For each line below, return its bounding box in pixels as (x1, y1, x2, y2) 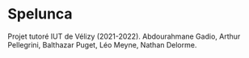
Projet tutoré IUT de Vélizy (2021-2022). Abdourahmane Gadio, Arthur (7, 31, 241, 41)
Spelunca (7, 5, 74, 23)
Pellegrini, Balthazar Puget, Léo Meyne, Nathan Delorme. (7, 39, 197, 49)
